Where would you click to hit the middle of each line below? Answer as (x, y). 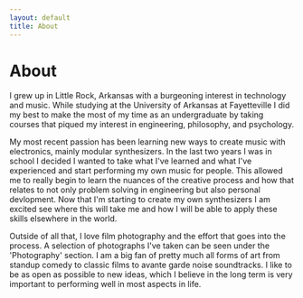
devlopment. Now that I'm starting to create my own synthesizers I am (140, 200)
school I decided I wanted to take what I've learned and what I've (131, 161)
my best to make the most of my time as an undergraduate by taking (137, 115)
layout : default (40, 18)
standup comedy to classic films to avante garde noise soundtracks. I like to (151, 265)
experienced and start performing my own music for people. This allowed (146, 171)
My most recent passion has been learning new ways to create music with (148, 142)
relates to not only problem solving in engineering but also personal (135, 190)
